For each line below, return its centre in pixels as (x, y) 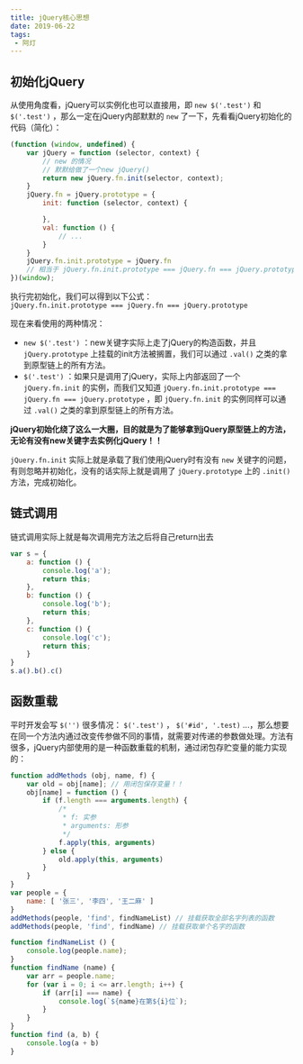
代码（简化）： (36, 128)
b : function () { (59, 596)
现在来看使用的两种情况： (58, 323)
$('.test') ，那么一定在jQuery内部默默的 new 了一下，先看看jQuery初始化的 (151, 116)
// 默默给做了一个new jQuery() (96, 169)
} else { (59, 851)
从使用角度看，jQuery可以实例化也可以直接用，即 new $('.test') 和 (136, 105)
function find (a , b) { (55, 1035)
